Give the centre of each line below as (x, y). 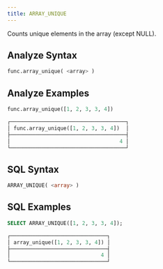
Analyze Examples (48, 93)
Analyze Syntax (42, 55)
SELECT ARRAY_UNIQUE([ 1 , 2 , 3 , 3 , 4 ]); (65, 223)
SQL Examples (39, 207)
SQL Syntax (33, 169)
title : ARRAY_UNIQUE (37, 14)
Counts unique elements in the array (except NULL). (82, 33)
